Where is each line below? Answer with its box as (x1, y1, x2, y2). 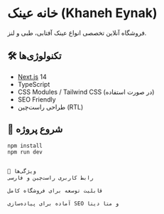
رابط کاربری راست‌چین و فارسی (7, 174, 94, 182)
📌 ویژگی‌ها (7, 168, 37, 175)
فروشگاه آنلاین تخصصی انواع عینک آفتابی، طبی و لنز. (7, 28, 147, 37)
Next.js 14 (17, 73, 48, 81)
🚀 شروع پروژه (7, 123, 63, 136)
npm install (7, 142, 43, 149)
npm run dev (7, 149, 43, 156)
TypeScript (17, 80, 50, 88)
